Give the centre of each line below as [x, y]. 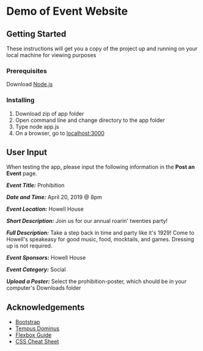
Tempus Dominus [37, 328]
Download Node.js [30, 85]
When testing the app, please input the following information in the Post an [101, 167]
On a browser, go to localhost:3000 [60, 133]
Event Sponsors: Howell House [46, 258]
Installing [20, 100]
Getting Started [36, 34]
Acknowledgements [46, 307]
